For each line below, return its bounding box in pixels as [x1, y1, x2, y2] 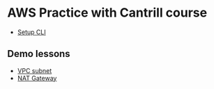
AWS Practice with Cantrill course [7, 5, 208, 21]
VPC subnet [17, 66, 52, 74]
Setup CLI [17, 28, 47, 36]
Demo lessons [7, 48, 71, 60]
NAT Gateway [17, 74, 57, 82]
